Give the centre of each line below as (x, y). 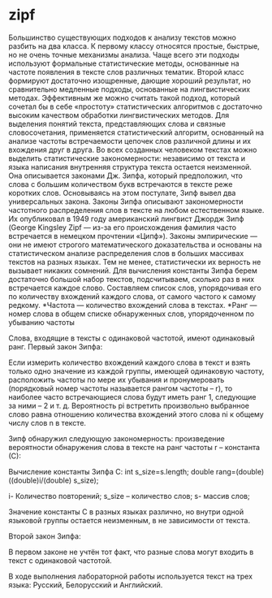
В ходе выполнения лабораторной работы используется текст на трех (131, 576)
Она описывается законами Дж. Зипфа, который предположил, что (126, 175)
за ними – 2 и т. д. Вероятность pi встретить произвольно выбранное (129, 405)
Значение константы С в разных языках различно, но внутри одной (126, 511)
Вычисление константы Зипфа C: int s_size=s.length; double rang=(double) (136, 471)
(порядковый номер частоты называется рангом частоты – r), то (121, 388)
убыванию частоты (42, 322)
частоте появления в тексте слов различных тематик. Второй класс (127, 71)
